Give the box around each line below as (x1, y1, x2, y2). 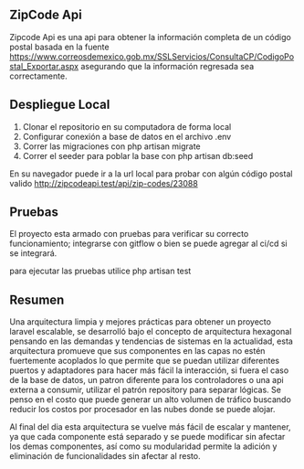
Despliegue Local (9, 97, 110, 112)
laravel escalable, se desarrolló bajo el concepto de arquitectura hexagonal (9, 326, 292, 337)
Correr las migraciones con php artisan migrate (22, 141, 201, 152)
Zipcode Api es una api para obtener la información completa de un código (9, 31, 292, 42)
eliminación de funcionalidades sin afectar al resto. (9, 451, 201, 462)
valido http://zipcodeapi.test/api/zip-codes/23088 (9, 177, 198, 188)
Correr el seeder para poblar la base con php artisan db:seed (22, 150, 254, 161)
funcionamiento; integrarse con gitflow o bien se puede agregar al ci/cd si (9, 238, 288, 250)
